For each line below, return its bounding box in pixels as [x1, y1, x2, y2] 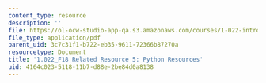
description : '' [8, 19, 62, 27]
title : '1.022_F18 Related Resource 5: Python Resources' [8, 56, 203, 64]
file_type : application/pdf [8, 33, 101, 42]
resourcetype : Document [8, 48, 87, 56]
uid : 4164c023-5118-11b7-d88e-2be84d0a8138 [8, 63, 154, 71]
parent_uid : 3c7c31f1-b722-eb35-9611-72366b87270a [8, 41, 179, 49]
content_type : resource [8, 11, 87, 20]
